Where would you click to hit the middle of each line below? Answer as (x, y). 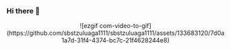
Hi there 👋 (24, 11)
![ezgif (89, 26)
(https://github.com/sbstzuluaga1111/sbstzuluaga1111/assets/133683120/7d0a (115, 33)
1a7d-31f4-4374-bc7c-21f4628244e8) (115, 40)
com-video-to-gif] (125, 26)
